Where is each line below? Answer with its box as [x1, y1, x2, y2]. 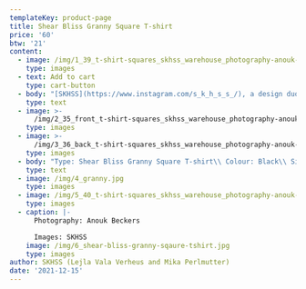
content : [9, 47, 43, 56]
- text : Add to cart [17, 73, 96, 82]
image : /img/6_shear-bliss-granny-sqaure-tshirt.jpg [25, 241, 230, 250]
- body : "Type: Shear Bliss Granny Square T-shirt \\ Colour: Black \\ [17, 156, 287, 166]
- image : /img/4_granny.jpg [17, 174, 125, 183]
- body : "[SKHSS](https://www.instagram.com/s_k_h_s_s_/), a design [17, 89, 283, 98]
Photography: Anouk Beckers [33, 215, 141, 225]
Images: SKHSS [33, 233, 88, 242]
